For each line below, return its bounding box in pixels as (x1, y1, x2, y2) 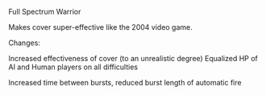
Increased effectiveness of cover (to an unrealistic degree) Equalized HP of (8, 54, 258, 63)
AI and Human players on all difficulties (8, 62, 139, 72)
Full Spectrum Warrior (8, 7, 81, 16)
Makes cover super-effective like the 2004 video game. (8, 23, 193, 31)
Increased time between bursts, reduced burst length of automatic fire (8, 78, 242, 87)
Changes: (8, 38, 40, 47)
